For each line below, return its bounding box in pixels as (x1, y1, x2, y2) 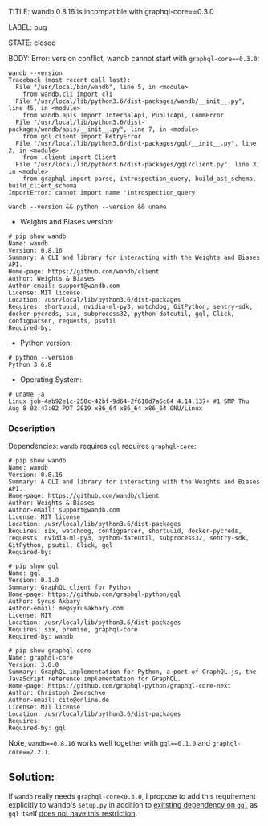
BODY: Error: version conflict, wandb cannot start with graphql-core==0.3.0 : (8, 54, 260, 63)
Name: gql (8, 569, 42, 577)
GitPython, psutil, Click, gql (8, 541, 113, 549)
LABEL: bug (8, 23, 47, 31)
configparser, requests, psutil (8, 317, 116, 325)
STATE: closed (8, 38, 56, 47)
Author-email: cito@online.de (8, 696, 110, 705)
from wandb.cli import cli (22, 90, 113, 98)
